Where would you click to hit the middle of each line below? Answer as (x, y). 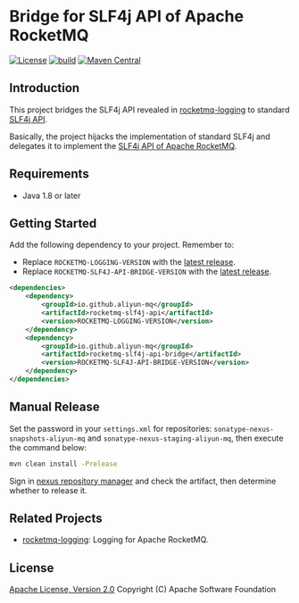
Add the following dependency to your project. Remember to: (122, 245)
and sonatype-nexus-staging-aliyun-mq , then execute (185, 438)
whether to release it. (48, 490)
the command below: (48, 447)
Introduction (45, 88)
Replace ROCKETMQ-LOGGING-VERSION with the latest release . (129, 262)
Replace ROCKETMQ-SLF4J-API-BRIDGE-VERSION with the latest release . (147, 272)
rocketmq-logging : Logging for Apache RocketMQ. (115, 540)
